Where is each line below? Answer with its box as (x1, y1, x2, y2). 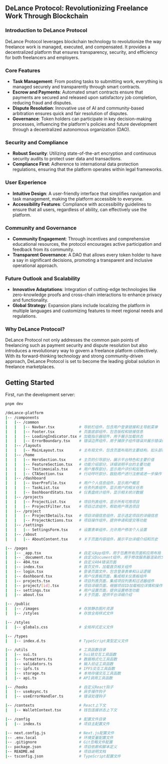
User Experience (5, 179, 46, 186)
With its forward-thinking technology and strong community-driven (5, 353, 143, 359)
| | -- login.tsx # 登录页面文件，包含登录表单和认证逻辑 (5, 569, 151, 575)
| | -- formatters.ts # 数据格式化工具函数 (5, 657, 117, 662)
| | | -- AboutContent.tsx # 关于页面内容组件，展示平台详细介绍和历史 (5, 536, 158, 542)
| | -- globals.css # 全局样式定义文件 (5, 624, 113, 630)
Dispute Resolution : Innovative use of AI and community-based (12, 105, 144, 111)
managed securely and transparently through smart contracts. (12, 83, 141, 89)
